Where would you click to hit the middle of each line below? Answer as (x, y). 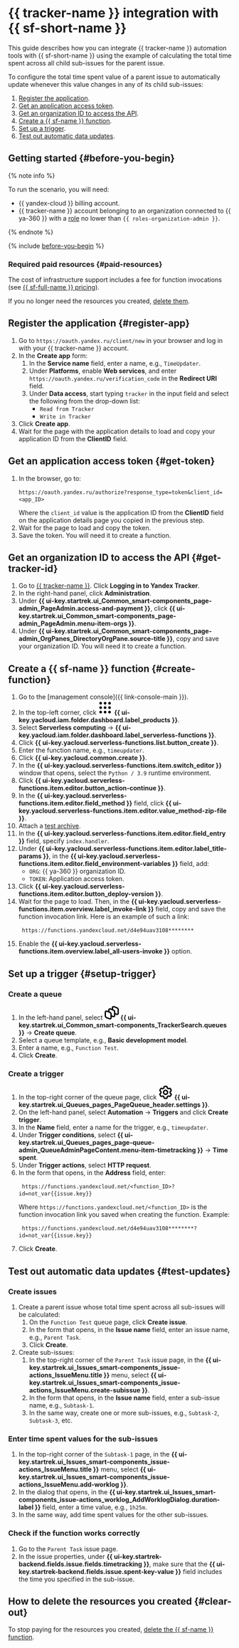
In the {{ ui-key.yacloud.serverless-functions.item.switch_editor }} (120, 766)
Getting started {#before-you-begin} (91, 158)
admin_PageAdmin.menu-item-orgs (73, 623)
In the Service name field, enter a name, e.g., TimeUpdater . (115, 363)
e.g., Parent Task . (55, 1337)
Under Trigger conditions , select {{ (71, 1135)
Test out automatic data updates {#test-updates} (119, 1271)
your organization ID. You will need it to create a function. (102, 646)
